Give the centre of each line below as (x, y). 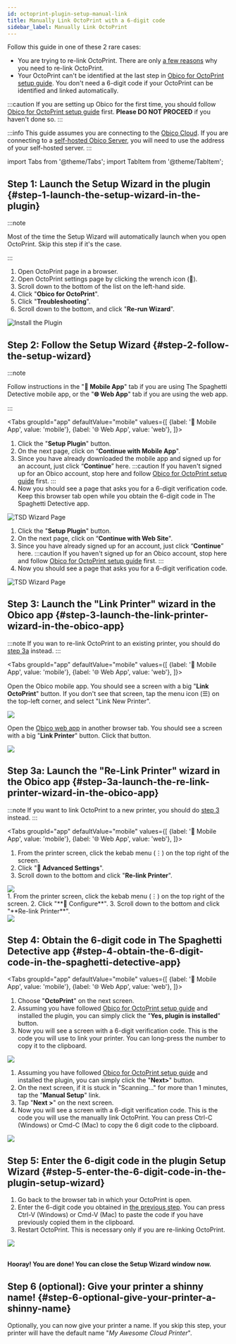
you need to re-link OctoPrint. (61, 68)
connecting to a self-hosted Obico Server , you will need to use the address (116, 140)
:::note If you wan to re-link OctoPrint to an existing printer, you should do (114, 643)
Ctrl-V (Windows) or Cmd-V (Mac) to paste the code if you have (110, 1215)
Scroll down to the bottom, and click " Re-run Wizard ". (96, 309)
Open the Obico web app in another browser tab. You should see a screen (115, 728)
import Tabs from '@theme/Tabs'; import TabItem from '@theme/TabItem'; (116, 162)
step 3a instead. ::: (34, 651)
